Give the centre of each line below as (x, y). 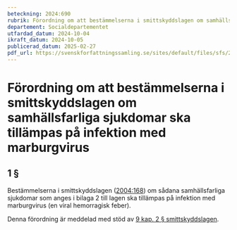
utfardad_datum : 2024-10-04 (49, 33)
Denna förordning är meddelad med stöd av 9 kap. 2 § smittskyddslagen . (113, 219)
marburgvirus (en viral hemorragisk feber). (69, 205)
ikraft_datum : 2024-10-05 (45, 40)
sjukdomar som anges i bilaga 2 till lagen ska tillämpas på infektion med (111, 198)
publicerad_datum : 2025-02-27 (52, 46)
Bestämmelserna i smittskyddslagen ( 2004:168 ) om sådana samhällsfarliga (116, 190)
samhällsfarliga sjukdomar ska (99, 118)
